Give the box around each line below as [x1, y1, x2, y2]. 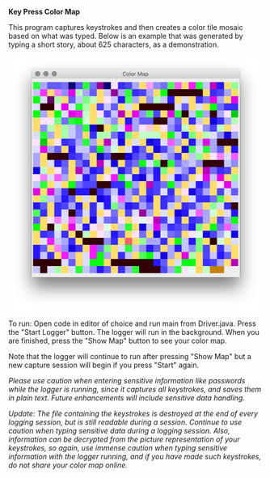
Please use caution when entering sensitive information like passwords [8, 376, 246, 385]
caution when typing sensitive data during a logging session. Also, [8, 426, 230, 435]
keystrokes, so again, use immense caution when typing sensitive [8, 443, 228, 452]
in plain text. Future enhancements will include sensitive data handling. [8, 393, 245, 403]
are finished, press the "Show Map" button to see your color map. [8, 336, 228, 345]
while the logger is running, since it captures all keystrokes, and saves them [8, 384, 262, 394]
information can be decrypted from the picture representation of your [8, 434, 240, 444]
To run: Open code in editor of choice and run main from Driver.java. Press [8, 319, 256, 328]
